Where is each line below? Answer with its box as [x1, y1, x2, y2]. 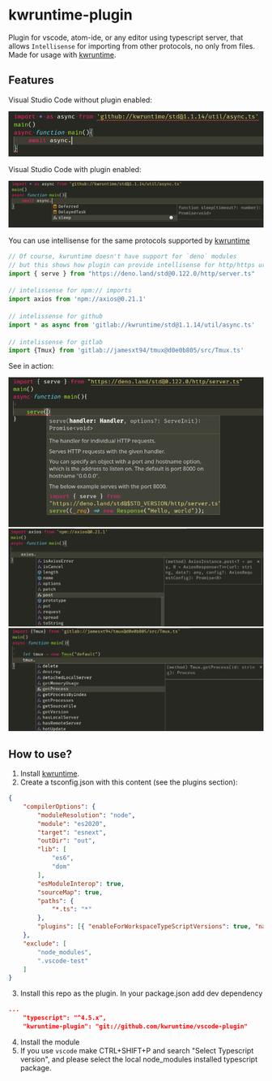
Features [8, 73, 54, 87]
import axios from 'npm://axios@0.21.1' [8, 295, 147, 304]
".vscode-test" [37, 957, 89, 965]
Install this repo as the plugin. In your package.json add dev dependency [19, 988, 263, 998]
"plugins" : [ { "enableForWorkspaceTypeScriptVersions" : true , [37, 923, 252, 931]
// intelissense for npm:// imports [8, 287, 132, 295]
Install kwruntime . [19, 769, 79, 779]
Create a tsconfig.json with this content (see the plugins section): [19, 777, 238, 787]
